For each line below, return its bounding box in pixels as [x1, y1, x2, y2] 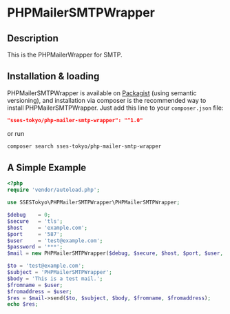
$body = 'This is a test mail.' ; [7, 275, 103, 282]
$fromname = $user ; [7, 282, 63, 288]
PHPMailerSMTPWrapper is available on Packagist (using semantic [7, 88, 198, 97]
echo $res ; [7, 301, 39, 308]
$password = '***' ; [7, 244, 63, 251]
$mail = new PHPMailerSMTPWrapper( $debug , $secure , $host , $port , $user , [7, 250, 224, 257]
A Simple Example [7, 161, 87, 173]
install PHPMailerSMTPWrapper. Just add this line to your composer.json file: [7, 104, 224, 112]
